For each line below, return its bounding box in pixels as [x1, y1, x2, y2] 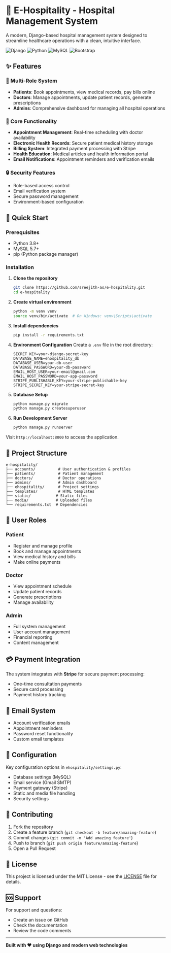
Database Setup [13, 391, 48, 397]
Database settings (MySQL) [13, 774, 72, 780]
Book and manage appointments [13, 548, 82, 554]
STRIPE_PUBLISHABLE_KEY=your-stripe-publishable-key [13, 378, 127, 383]
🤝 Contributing [6, 810, 53, 819]
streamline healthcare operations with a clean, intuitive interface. [6, 38, 142, 44]
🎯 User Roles [6, 516, 47, 525]
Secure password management [13, 193, 79, 199]
